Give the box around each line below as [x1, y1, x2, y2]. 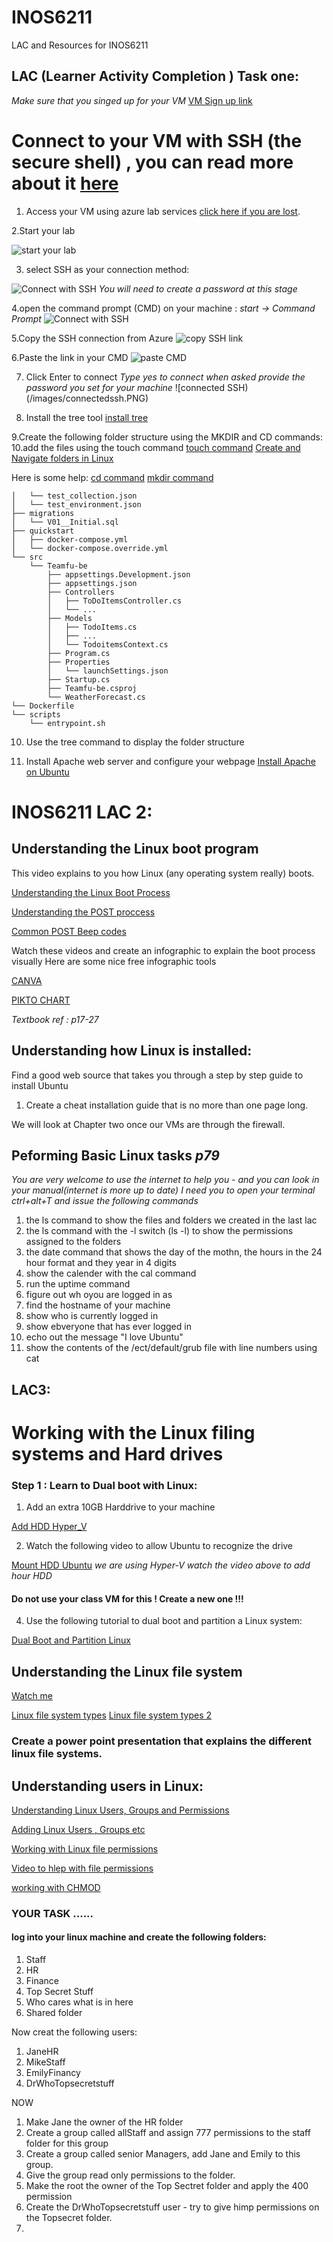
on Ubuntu [25, 766, 70, 778]
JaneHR [25, 2046, 59, 2058]
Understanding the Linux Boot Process [11, 886, 171, 898]
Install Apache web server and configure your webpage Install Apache [25, 755, 316, 767]
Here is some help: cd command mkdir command [11, 471, 214, 483]
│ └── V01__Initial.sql [11, 517, 119, 527]
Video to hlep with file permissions [11, 1862, 154, 1874]
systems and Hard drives [11, 1442, 224, 1465]
